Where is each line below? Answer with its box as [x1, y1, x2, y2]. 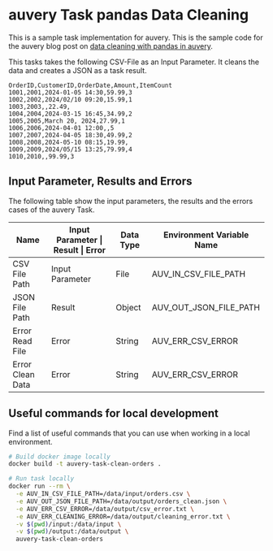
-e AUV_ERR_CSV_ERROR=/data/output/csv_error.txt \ [15, 505, 195, 513]
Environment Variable [163, 229, 249, 241]
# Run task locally [8, 475, 75, 483]
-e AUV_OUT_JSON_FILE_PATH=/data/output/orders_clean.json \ [15, 497, 227, 505]
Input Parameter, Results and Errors [8, 175, 193, 189]
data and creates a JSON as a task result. [8, 65, 148, 75]
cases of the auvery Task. [8, 205, 95, 215]
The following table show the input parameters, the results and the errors [8, 196, 253, 206]
